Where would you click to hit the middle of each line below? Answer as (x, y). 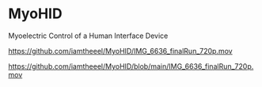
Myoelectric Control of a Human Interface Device (88, 36)
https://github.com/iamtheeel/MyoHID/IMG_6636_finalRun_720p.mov (120, 51)
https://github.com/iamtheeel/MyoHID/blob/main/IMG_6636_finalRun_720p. (131, 66)
